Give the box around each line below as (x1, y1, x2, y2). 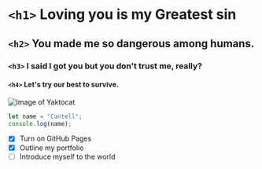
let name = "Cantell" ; (8, 112, 83, 120)
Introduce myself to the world (19, 152, 116, 161)
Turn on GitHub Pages (19, 134, 92, 143)
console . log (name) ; (8, 119, 72, 127)
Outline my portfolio (19, 143, 84, 152)
